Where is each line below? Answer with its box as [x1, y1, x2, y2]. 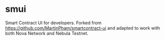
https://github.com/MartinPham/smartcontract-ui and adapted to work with [5, 25, 160, 31]
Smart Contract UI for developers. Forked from [5, 20, 102, 26]
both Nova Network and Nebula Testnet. [5, 30, 89, 36]
